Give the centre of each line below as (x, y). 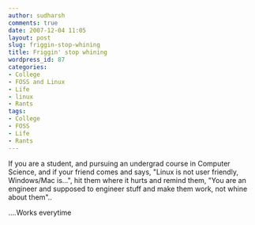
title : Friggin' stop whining (58, 52)
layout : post (30, 38)
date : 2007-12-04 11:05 (47, 30)
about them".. (30, 197)
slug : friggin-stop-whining (54, 45)
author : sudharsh (37, 15)
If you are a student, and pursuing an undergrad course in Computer (119, 163)
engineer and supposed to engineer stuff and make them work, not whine (128, 189)
